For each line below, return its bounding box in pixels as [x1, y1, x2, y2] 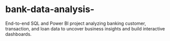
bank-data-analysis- [5, 4, 95, 15]
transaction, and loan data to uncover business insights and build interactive [5, 25, 165, 31]
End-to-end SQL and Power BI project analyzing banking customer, [5, 20, 146, 26]
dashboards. [5, 31, 32, 37]
